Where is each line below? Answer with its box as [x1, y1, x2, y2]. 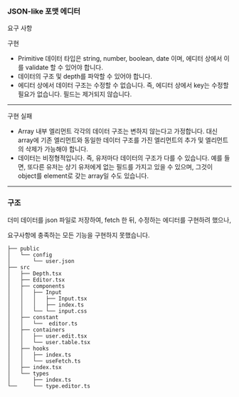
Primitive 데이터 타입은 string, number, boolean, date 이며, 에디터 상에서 [17, 54, 223, 63]
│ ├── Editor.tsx [7, 276, 65, 283]
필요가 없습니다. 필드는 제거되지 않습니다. [17, 90, 132, 99]
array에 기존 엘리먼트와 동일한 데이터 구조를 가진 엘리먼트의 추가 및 [17, 136, 204, 144]
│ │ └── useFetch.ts [7, 357, 81, 365]
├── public [7, 245, 40, 252]
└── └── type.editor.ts [7, 382, 91, 390]
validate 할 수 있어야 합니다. [25, 63, 103, 72]
